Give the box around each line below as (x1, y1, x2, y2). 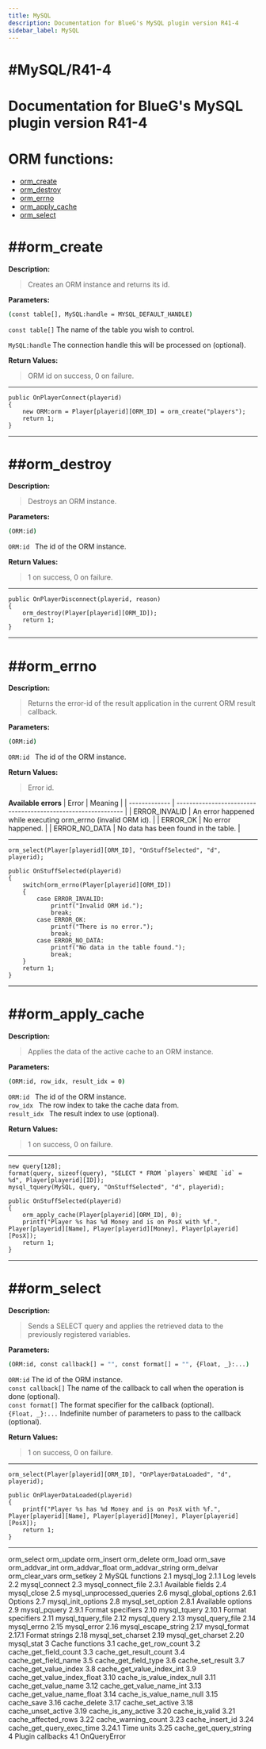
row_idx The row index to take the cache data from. (8, 1100, 180, 1110)
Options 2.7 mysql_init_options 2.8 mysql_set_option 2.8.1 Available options (8, 1597, 253, 1606)
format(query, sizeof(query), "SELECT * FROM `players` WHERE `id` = (8, 1169, 243, 1177)
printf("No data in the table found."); (50, 944, 186, 952)
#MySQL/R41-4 (8, 60, 112, 79)
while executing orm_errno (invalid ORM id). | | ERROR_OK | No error (8, 815, 231, 825)
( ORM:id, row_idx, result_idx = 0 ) (8, 1077, 126, 1086)
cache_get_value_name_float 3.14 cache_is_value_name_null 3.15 (8, 1689, 218, 1699)
